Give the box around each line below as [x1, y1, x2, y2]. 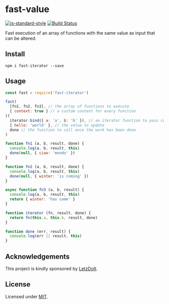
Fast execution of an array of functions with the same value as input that [5, 30, 155, 36]
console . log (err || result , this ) [10, 234, 82, 239]
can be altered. [5, 35, 37, 41]
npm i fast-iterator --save [5, 63, 64, 68]
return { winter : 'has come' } [10, 197, 75, 202]
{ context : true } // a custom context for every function [10, 109, 136, 114]
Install [5, 50, 25, 58]
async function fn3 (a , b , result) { [5, 187, 84, 192]
